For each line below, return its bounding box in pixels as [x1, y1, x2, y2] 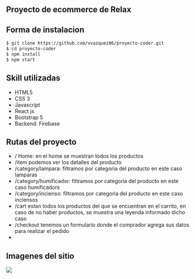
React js [14, 107, 35, 114]
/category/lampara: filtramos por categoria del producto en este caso [14, 165, 183, 172]
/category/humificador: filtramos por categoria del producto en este [14, 178, 179, 185]
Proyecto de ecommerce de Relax [6, 5, 132, 15]
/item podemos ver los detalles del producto [14, 159, 122, 166]
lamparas [14, 171, 38, 178]
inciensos [14, 197, 38, 204]
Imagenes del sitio [6, 251, 75, 261]
